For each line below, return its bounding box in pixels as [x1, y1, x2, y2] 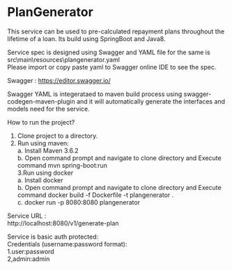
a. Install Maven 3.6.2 [17, 146, 79, 154]
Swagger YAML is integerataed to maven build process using [7, 90, 183, 98]
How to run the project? [7, 118, 75, 126]
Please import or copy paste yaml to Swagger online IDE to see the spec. [7, 63, 217, 71]
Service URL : [7, 212, 47, 220]
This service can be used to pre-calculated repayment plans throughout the [7, 27, 225, 35]
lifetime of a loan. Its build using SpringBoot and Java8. [7, 34, 166, 42]
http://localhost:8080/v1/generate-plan [7, 219, 120, 227]
